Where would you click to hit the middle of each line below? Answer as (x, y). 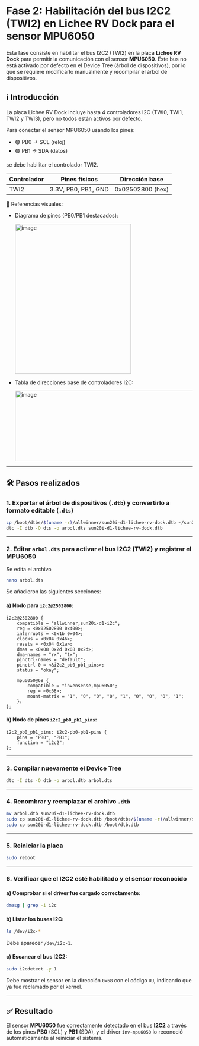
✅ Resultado (30, 1011)
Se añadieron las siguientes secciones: (54, 592)
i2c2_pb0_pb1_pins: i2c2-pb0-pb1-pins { (57, 732)
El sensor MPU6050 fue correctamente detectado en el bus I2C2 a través (97, 1025)
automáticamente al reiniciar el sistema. (54, 1038)
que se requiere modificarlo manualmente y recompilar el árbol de (87, 71)
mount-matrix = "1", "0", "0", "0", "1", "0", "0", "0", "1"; (106, 696)
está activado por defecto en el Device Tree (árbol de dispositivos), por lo (96, 65)
